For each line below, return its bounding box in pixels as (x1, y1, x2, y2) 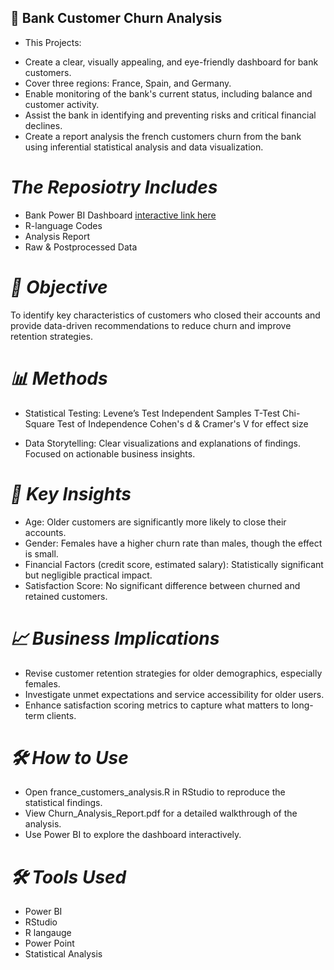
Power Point (24, 937, 75, 950)
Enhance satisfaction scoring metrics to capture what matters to (24, 699, 290, 711)
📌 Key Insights (10, 482, 132, 505)
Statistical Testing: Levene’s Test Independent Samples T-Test (24, 407, 281, 419)
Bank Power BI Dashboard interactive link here (24, 209, 217, 221)
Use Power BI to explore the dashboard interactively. (24, 829, 242, 841)
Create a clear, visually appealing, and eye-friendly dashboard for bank (24, 56, 319, 68)
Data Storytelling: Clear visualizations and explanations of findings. (24, 437, 301, 449)
